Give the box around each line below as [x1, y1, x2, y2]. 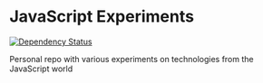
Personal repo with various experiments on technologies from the [9, 53, 254, 64]
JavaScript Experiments [9, 6, 195, 27]
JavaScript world [9, 63, 73, 74]
